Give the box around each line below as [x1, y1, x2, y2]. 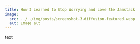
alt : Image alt [9, 21, 41, 26]
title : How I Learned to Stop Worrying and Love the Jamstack [5, 7, 135, 12]
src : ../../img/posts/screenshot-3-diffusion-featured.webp [9, 16, 135, 21]
